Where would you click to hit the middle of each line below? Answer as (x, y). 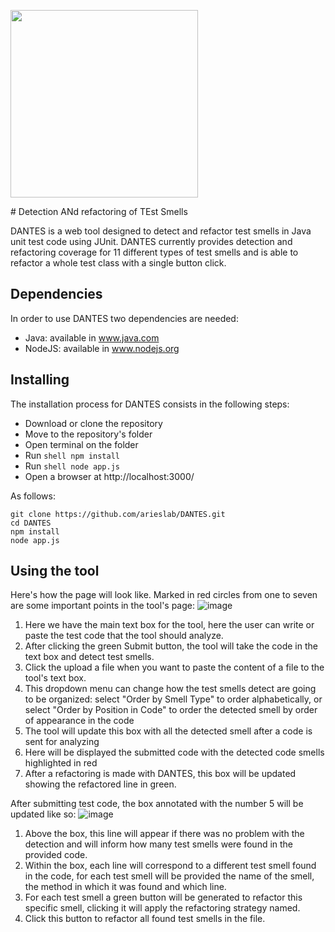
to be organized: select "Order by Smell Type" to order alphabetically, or (173, 699)
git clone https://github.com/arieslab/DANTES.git (118, 514)
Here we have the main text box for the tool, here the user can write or (169, 625)
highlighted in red (61, 763)
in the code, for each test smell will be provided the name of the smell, (169, 876)
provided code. (56, 855)
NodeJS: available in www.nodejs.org (102, 348)
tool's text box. (55, 678)
